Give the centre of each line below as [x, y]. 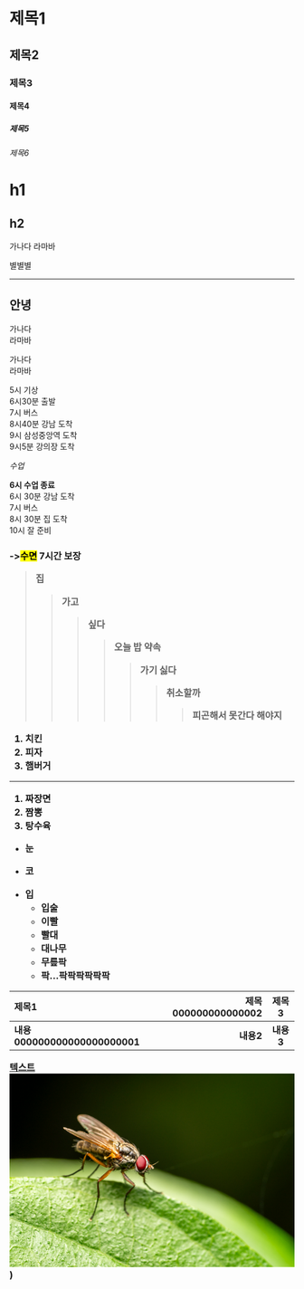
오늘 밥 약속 [137, 647]
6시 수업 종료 [33, 484]
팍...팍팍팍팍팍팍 [75, 976]
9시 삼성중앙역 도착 [43, 434]
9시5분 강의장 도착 [42, 446]
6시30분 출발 [33, 401]
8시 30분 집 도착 [38, 519]
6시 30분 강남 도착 [42, 496]
